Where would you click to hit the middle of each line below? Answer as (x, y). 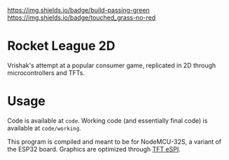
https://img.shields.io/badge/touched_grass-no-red (82, 18)
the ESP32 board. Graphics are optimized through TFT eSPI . (94, 149)
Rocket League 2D (61, 46)
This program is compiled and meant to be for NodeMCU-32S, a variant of (114, 141)
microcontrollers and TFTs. (46, 72)
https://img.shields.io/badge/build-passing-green (79, 10)
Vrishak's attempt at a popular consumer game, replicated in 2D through (112, 65)
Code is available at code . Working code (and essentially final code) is (107, 120)
